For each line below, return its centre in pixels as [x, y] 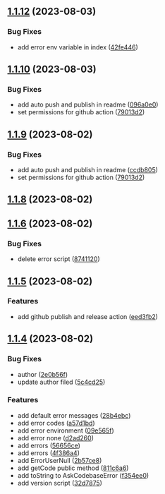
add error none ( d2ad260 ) [55, 438]
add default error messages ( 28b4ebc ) [74, 415]
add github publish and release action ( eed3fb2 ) [88, 316]
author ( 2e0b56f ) [43, 374]
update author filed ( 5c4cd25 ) [61, 382]
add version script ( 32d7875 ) [60, 483]
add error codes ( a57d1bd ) [56, 423]
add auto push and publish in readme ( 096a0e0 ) [88, 104]
